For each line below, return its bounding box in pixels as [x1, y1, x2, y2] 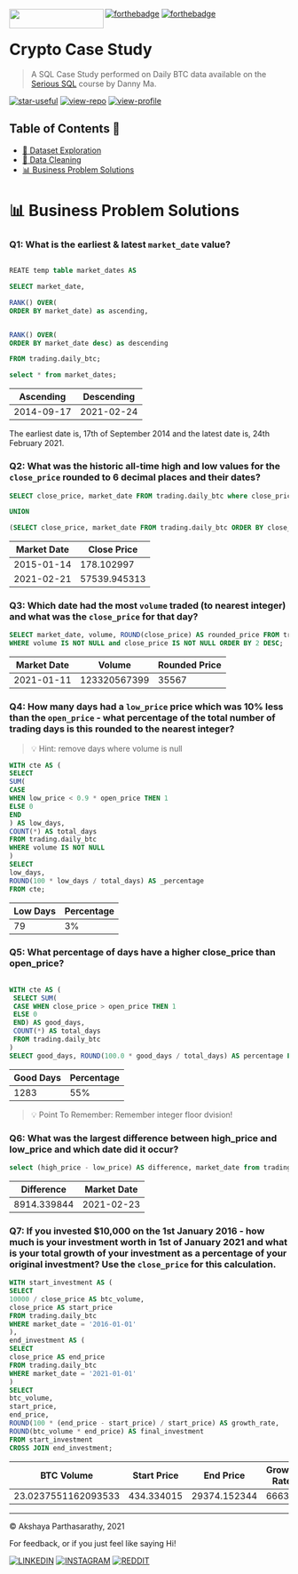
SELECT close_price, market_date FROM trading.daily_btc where [9, 491, 248, 500]
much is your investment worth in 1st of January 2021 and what [9, 1235, 288, 1248]
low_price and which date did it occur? [9, 1143, 179, 1155]
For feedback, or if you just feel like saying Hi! [9, 1538, 176, 1548]
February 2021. [9, 438, 65, 449]
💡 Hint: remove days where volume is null [30, 743, 183, 754]
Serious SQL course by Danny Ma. [30, 78, 157, 89]
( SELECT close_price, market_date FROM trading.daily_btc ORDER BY [9, 523, 264, 532]
